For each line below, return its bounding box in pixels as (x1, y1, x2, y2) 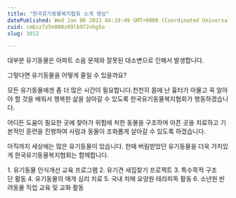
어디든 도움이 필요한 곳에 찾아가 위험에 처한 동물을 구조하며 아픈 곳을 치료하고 (7, 119, 219, 127)
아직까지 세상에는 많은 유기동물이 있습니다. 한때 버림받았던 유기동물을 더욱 (7, 142, 210, 151)
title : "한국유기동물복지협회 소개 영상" (7, 10, 110, 18)
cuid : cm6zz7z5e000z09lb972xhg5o (7, 23, 105, 30)
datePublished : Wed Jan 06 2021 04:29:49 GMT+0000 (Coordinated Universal (7, 17, 231, 24)
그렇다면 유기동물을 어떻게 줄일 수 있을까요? (7, 71, 127, 79)
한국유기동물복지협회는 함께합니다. (14, 151, 109, 159)
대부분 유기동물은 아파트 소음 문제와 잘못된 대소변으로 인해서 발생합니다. (7, 56, 204, 65)
